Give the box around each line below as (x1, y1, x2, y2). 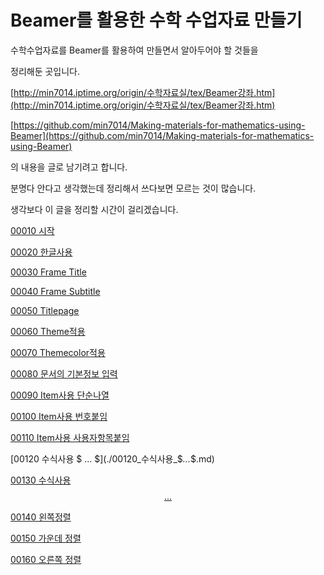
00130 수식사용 (10, 474, 72, 486)
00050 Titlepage (10, 304, 80, 316)
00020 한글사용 (10, 246, 73, 258)
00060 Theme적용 (10, 325, 86, 337)
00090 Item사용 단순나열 (10, 389, 110, 401)
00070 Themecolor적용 (10, 346, 106, 358)
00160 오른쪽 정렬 (10, 553, 82, 565)
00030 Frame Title (10, 266, 87, 278)
